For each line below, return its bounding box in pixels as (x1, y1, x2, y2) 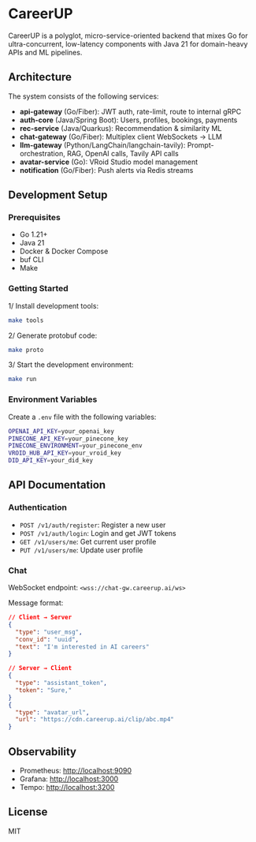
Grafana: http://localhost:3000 (19, 774, 119, 784)
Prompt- (187, 140, 214, 150)
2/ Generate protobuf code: (8, 331, 98, 340)
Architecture (8, 70, 72, 84)
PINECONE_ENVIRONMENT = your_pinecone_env (8, 442, 143, 450)
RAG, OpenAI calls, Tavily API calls (66, 148, 179, 158)
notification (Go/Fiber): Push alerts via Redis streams (19, 165, 194, 174)
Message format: (8, 598, 64, 608)
